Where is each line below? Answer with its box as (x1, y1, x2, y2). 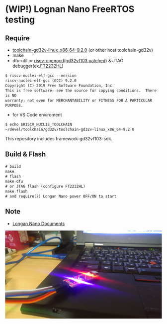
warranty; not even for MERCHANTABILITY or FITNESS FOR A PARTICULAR (5, 98, 153, 103)
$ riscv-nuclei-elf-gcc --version (5, 73, 77, 78)
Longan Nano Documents (12, 220, 65, 226)
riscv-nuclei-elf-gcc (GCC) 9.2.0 (5, 78, 77, 83)
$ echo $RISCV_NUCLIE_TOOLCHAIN (5, 122, 72, 127)
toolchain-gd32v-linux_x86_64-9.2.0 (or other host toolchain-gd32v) (12, 47, 153, 53)
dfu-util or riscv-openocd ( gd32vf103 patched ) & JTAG (12, 58, 124, 63)
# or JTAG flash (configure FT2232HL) (5, 184, 85, 189)
